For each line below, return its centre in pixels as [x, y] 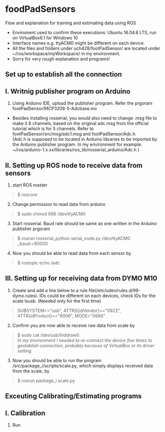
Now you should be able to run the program [57, 360]
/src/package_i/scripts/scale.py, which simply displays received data [82, 366]
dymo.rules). [25, 296]
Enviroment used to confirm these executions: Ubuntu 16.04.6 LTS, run [84, 32]
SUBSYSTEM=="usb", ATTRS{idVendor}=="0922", [69, 310]
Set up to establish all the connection [64, 75]
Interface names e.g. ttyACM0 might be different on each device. [79, 43]
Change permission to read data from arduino [59, 204]
